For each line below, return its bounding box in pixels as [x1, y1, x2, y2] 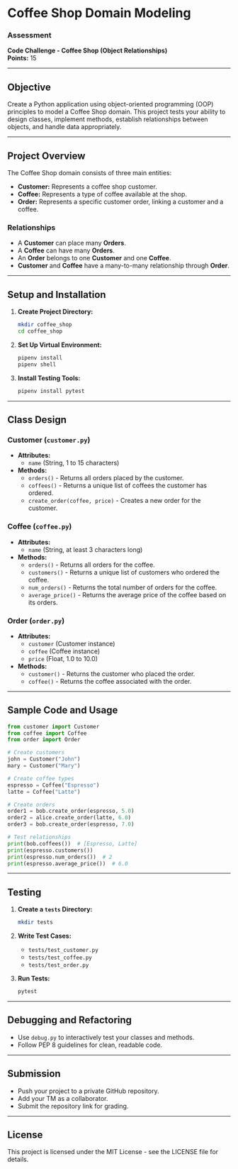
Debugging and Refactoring [7, 1014, 132, 1026]
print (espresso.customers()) [7, 846, 93, 854]
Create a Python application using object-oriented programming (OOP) [7, 100, 214, 109]
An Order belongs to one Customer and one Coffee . [17, 254, 171, 262]
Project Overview [7, 150, 86, 162]
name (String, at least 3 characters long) [28, 545, 143, 554]
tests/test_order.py [28, 962, 89, 969]
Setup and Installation [7, 289, 106, 301]
